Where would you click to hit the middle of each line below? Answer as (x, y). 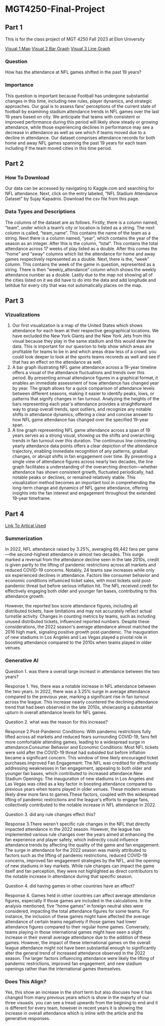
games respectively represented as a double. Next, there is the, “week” (77, 259)
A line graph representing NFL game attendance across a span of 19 (81, 430)
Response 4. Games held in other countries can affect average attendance (80, 895)
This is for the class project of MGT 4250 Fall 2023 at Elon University (75, 39)
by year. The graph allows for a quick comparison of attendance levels (83, 389)
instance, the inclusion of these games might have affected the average (78, 916)
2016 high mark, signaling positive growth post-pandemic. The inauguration (82, 632)
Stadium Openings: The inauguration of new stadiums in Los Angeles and (79, 778)
